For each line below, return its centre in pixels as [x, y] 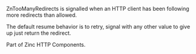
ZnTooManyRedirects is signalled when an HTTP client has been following [98, 9]
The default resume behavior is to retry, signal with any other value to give [98, 27]
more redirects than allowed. [41, 15]
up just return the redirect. [39, 33]
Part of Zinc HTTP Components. [46, 45]
